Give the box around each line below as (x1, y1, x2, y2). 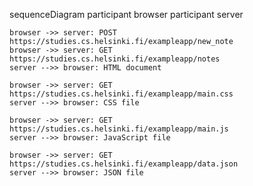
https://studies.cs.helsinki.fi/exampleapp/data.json (9, 159, 239, 169)
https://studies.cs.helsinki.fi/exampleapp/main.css (9, 89, 234, 99)
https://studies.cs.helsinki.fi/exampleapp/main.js (9, 124, 229, 134)
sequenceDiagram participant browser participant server (9, 9, 244, 20)
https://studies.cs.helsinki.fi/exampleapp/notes (9, 54, 221, 64)
